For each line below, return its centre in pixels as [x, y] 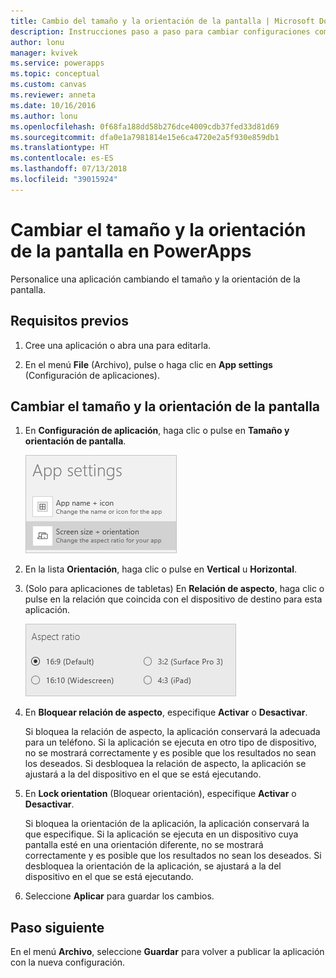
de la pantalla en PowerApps [131, 251]
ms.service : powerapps [57, 63]
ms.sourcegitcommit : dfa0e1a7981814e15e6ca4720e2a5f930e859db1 [145, 137]
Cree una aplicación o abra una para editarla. [118, 345]
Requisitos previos [69, 321]
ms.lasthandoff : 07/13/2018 [69, 169]
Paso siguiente [57, 927]
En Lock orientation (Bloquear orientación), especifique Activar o [160, 794]
